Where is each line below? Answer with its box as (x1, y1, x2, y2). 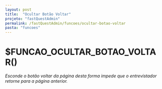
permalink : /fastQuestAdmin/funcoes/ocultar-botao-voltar (5, 21, 126, 26)
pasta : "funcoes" (5, 25, 41, 30)
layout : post (5, 7, 32, 12)
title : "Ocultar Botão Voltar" (5, 12, 71, 17)
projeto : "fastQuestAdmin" (5, 16, 60, 21)
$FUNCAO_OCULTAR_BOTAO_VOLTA (5, 46, 157, 58)
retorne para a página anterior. (5, 78, 68, 84)
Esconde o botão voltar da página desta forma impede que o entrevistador (5, 73, 157, 79)
